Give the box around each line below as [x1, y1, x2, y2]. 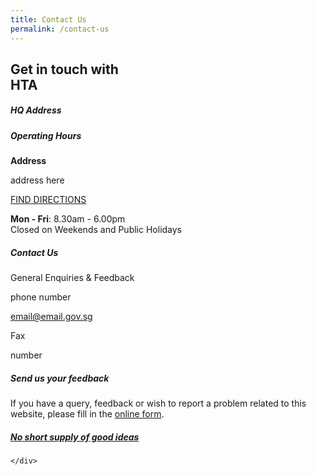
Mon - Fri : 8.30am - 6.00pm [10, 213, 126, 225]
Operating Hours [10, 129, 82, 141]
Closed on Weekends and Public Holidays [10, 224, 183, 236]
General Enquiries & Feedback [10, 272, 135, 284]
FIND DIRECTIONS [10, 194, 87, 206]
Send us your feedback [10, 372, 110, 384]
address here [10, 174, 65, 186]
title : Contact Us [10, 14, 87, 25]
